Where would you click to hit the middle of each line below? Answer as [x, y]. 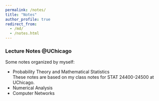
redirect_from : [21, 24]
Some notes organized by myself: [40, 62]
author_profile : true [28, 19]
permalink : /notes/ [26, 10]
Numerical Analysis [32, 88]
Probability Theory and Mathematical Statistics [61, 72]
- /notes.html [24, 33]
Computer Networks [34, 93]
